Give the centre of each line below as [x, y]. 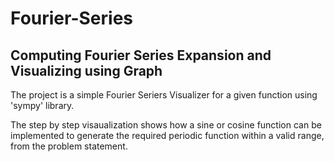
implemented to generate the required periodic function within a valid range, [167, 135]
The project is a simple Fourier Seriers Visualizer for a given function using [164, 95]
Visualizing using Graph [86, 70]
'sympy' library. [42, 105]
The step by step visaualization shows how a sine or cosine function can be [166, 125]
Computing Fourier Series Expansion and [141, 55]
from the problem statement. [69, 146]
